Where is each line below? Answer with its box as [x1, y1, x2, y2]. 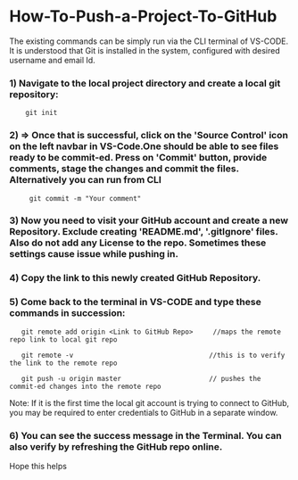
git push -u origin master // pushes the [21, 374, 261, 383]
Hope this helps [9, 460, 67, 471]
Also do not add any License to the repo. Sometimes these [9, 236, 267, 249]
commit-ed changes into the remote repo [9, 382, 162, 391]
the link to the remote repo [9, 359, 118, 368]
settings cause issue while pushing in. [9, 248, 178, 261]
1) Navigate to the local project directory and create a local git [9, 77, 281, 89]
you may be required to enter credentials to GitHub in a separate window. [9, 407, 278, 418]
